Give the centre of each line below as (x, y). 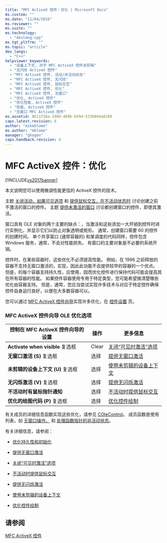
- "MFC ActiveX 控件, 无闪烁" (39, 79)
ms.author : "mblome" (27, 130)
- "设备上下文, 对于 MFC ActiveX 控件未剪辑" (53, 65)
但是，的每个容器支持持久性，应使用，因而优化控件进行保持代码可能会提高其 (83, 272)
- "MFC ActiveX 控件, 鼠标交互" (41, 84)
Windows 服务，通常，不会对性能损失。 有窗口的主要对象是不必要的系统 (79, 243)
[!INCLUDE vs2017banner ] (32, 180)
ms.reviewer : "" (22, 24)
